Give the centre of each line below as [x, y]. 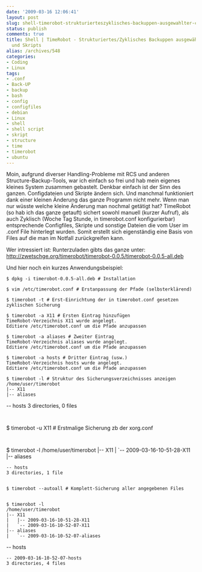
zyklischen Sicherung [33, 305]
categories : [21, 57]
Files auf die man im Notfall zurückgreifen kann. [65, 238]
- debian [17, 112]
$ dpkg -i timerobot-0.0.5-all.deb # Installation [71, 279]
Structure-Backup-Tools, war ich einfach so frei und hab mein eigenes [93, 180]
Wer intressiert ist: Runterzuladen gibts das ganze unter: [76, 250]
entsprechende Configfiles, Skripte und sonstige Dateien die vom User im [97, 226]
